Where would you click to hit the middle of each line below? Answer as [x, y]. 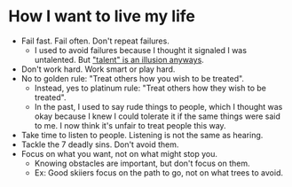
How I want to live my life [102, 16]
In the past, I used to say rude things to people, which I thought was [158, 106]
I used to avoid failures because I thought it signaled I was [141, 50]
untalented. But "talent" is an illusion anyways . [119, 59]
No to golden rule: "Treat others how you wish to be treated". [133, 78]
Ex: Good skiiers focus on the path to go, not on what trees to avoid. [158, 172]
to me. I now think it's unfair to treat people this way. [130, 125]
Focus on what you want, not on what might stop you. [119, 153]
